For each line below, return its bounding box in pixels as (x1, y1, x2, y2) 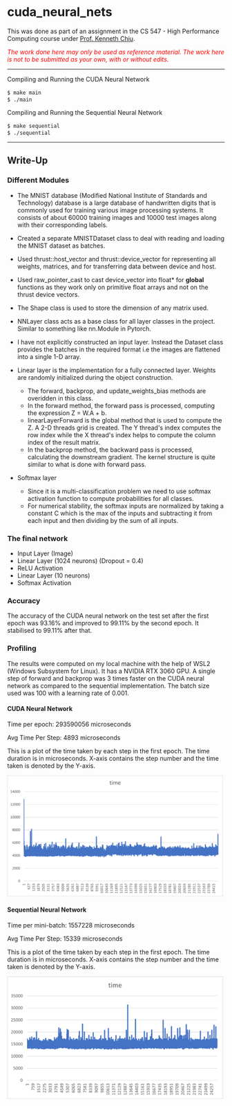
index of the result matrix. (27, 438, 101, 446)
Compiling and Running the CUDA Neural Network (7, 75, 150, 83)
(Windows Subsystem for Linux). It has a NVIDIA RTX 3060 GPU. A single (7, 667, 216, 675)
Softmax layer (17, 473, 57, 481)
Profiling (7, 644, 37, 654)
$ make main (7, 89, 41, 96)
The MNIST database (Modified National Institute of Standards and (17, 191, 207, 199)
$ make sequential (7, 122, 60, 129)
